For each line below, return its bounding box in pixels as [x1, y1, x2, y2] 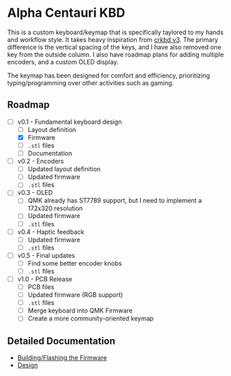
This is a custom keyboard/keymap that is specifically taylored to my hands [7, 28, 224, 36]
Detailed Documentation [7, 335, 116, 347]
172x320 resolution [27, 204, 83, 212]
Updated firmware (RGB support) [27, 291, 124, 299]
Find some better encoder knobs [27, 259, 122, 267]
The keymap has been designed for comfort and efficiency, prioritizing [7, 71, 211, 80]
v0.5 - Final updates [17, 251, 75, 259]
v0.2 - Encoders [17, 157, 64, 166]
